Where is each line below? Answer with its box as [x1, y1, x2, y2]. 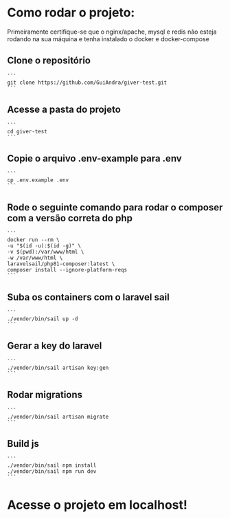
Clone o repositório [7, 55, 91, 67]
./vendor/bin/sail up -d [7, 316, 78, 322]
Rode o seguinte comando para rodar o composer [7, 201, 223, 213]
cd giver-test [7, 128, 48, 135]
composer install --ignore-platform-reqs [7, 267, 128, 274]
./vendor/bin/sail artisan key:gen [7, 364, 109, 371]
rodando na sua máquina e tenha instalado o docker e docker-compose [7, 34, 209, 43]
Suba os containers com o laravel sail [7, 291, 170, 303]
